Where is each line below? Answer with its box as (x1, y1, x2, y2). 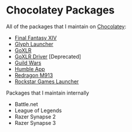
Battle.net (14, 100, 38, 107)
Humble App (14, 65, 45, 72)
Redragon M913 (14, 72, 53, 79)
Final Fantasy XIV (14, 34, 57, 41)
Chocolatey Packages (6, 4, 115, 17)
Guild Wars (14, 59, 42, 66)
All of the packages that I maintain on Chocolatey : (6, 23, 127, 30)
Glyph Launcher (14, 40, 54, 48)
